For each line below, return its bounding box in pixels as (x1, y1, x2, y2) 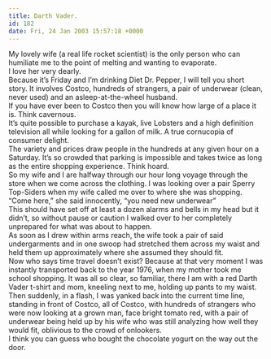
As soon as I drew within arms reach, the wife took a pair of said (8, 231, 224, 240)
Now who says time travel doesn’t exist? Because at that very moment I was (8, 257, 264, 266)
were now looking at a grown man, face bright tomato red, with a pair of (8, 308, 249, 318)
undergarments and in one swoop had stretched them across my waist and (8, 239, 260, 249)
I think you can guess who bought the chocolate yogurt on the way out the (8, 334, 259, 344)
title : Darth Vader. (8, 11, 79, 20)
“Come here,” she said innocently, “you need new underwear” (8, 196, 216, 205)
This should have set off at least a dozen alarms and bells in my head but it (8, 205, 259, 214)
